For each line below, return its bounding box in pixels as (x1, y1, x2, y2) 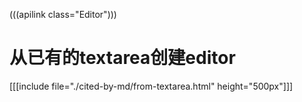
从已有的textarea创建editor (9, 47, 236, 69)
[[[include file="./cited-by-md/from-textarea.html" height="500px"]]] (9, 80, 294, 92)
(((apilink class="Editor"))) (9, 9, 117, 20)
